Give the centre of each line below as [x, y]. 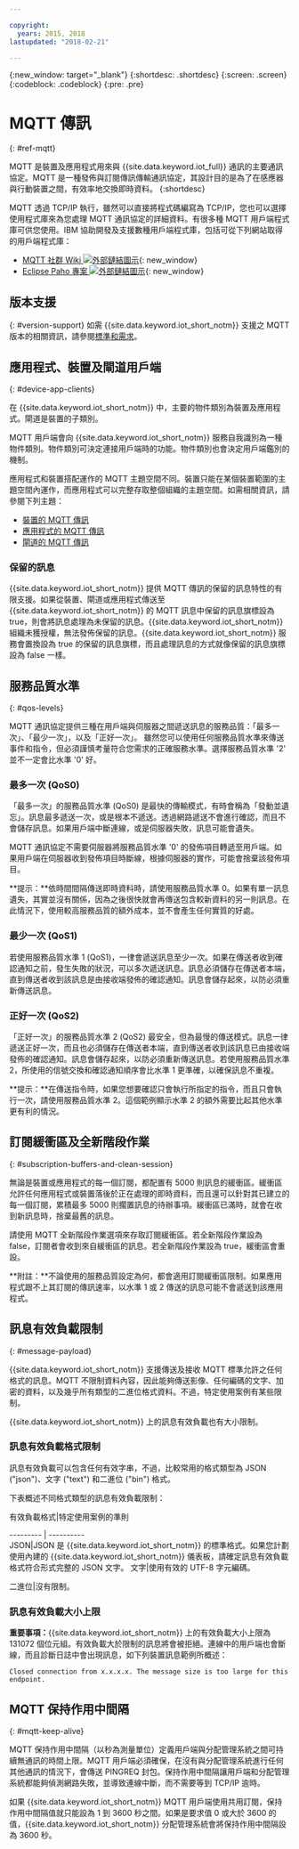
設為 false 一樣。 [40, 655]
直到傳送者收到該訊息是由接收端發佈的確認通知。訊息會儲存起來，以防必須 [145, 979]
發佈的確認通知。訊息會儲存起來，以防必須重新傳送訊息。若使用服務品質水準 [149, 1058]
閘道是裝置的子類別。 [64, 418]
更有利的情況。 [36, 1111]
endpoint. [28, 1680]
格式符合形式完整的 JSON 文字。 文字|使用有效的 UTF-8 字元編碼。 [132, 1567]
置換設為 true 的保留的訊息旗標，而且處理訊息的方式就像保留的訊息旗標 [155, 644]
